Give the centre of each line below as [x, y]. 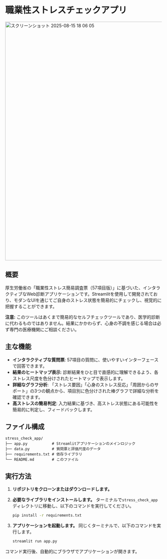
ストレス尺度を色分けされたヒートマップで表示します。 [69, 378]
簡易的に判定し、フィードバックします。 [54, 409]
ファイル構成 [25, 427]
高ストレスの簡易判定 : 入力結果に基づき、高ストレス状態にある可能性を [85, 403]
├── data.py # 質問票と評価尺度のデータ [53, 449]
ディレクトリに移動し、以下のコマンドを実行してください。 [73, 506]
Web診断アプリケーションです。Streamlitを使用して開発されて [90, 294]
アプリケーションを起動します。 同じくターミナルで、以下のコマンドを [84, 526]
